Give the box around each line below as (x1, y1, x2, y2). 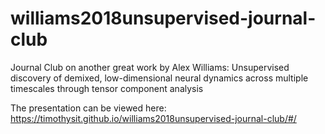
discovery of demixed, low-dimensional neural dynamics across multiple (10, 72, 309, 84)
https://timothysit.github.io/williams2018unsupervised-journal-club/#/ (10, 112, 297, 124)
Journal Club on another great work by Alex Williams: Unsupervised (10, 61, 290, 73)
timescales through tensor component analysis (10, 82, 204, 94)
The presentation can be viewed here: (10, 102, 167, 114)
